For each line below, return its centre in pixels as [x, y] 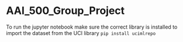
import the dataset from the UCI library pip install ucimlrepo [81, 33]
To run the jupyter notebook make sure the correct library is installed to [92, 27]
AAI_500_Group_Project [65, 11]
